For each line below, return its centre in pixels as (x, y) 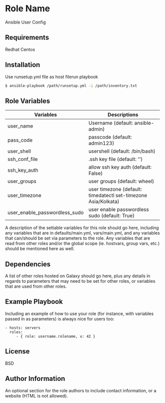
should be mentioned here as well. (40, 249)
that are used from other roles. (36, 286)
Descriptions (123, 115)
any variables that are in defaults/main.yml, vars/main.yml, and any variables (82, 233)
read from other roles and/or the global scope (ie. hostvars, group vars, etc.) (82, 243)
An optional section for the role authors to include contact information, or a (81, 390)
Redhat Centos (20, 49)
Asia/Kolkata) (104, 202)
